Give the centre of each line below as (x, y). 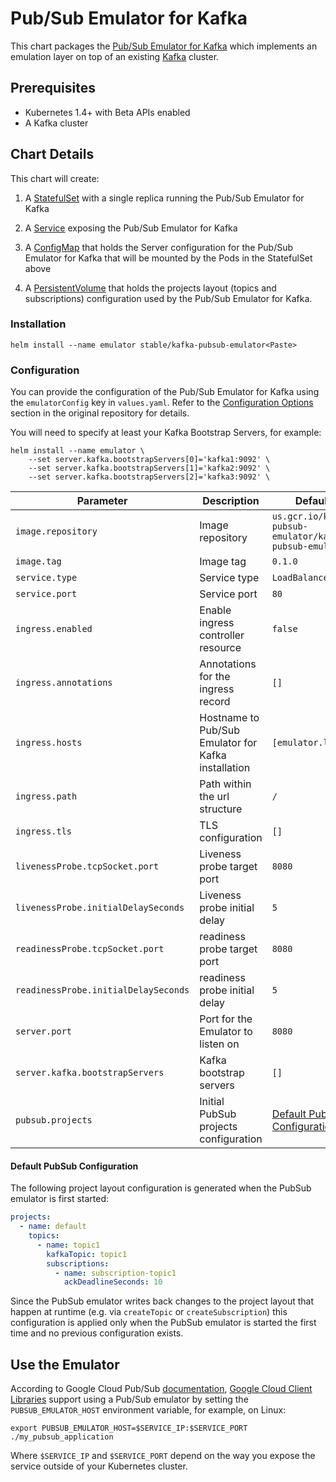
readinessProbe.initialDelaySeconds (102, 990)
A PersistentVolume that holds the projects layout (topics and (150, 288)
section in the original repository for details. (100, 413)
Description (231, 501)
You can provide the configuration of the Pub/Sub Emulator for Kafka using (165, 392)
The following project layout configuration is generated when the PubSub (161, 1188)
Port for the (226, 1019)
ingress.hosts (49, 743)
